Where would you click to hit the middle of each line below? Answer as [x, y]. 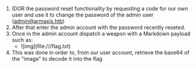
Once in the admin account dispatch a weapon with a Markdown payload [101, 34]
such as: [22, 40]
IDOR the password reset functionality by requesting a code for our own [100, 9]
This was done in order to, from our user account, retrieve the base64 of [101, 52]
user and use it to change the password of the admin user [83, 15]
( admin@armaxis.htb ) [38, 21]
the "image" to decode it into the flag [57, 59]
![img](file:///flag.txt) [46, 46]
